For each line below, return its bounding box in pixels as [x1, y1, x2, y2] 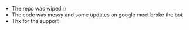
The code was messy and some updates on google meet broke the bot [11, 11, 183, 18]
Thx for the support [11, 18, 59, 24]
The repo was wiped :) [11, 5, 66, 12]
